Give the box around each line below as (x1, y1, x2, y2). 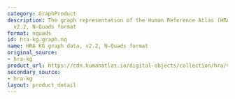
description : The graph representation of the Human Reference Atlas (7, 17, 215, 24)
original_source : (7, 49, 58, 56)
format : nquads (7, 29, 52, 37)
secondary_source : (7, 68, 61, 75)
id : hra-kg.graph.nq (7, 36, 68, 43)
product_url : (7, 62, 45, 69)
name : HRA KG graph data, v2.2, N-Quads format (7, 43, 149, 49)
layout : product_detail (7, 82, 77, 89)
